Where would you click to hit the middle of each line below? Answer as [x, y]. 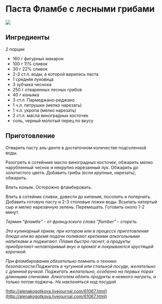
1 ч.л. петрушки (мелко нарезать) [47, 105]
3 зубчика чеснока [32, 84]
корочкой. [16, 251]
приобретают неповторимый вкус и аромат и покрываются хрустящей [80, 246]
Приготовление [30, 136]
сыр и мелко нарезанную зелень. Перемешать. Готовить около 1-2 [75, 207]
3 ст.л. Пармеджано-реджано [43, 100]
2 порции [15, 49]
